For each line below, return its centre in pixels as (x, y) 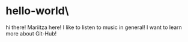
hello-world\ (38, 11)
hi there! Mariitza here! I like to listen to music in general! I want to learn (94, 27)
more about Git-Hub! (31, 33)
